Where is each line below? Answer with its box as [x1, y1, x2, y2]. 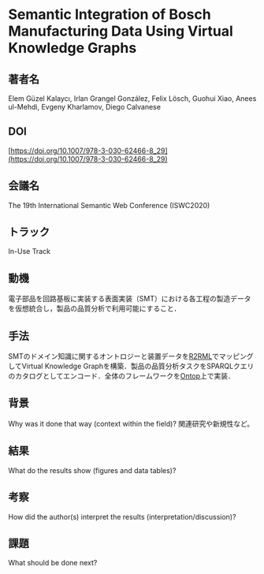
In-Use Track [8, 247, 51, 256]
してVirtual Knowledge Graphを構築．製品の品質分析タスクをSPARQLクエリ [8, 361, 255, 371]
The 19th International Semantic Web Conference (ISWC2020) [8, 200, 210, 210]
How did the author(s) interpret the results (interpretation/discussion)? [8, 512, 236, 521]
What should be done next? [8, 558, 98, 568]
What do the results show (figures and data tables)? [8, 465, 177, 475]
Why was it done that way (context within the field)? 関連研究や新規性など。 [8, 419, 255, 428]
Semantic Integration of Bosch [8, 6, 211, 24]
